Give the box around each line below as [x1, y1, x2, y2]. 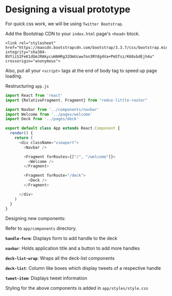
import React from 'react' [5, 92, 63, 98]
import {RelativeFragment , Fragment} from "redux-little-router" [5, 98, 147, 103]
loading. [5, 73, 23, 79]
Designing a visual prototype [5, 4, 131, 15]
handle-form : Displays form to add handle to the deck [5, 235, 118, 242]
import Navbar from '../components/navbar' [5, 107, 100, 112]
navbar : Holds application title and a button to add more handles [5, 245, 140, 251]
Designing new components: [5, 215, 66, 221]
